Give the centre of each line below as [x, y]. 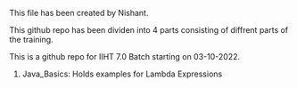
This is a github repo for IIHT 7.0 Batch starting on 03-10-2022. [125, 56]
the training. [31, 40]
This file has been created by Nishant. [79, 13]
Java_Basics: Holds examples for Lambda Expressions [122, 74]
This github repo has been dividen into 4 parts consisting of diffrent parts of [149, 30]
